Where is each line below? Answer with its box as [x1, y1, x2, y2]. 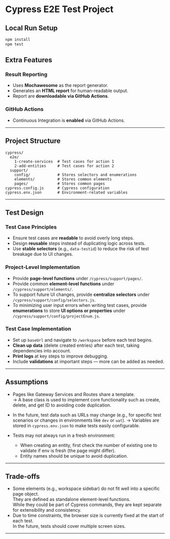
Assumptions [5, 378, 49, 386]
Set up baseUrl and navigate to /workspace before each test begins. [12, 337, 153, 343]
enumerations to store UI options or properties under [12, 307, 125, 313]
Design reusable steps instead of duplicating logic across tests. [12, 240, 146, 246]
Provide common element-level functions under [12, 281, 115, 287]
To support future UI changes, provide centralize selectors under [12, 291, 150, 297]
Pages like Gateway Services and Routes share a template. [12, 391, 135, 397]
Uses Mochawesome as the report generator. [12, 82, 109, 88]
